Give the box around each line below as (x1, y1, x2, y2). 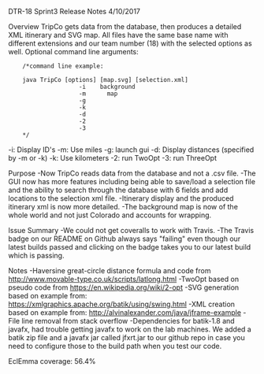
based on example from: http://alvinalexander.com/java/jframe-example (8, 308, 242, 317)
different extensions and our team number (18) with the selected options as (8, 39, 252, 48)
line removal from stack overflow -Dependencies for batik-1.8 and (21, 317, 235, 325)
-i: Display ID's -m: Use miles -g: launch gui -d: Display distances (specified (8, 145, 255, 154)
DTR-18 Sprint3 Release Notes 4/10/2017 (8, 7, 140, 16)
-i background (78, 83, 136, 91)
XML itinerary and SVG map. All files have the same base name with (8, 31, 229, 39)
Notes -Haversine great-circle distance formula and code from (8, 266, 211, 275)
